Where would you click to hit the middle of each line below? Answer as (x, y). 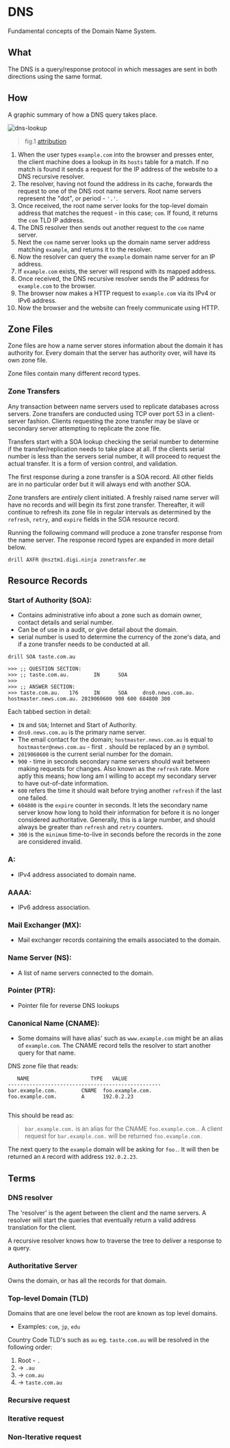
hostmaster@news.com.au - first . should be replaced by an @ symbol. (113, 747)
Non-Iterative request (44, 1437)
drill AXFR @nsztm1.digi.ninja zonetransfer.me (77, 560)
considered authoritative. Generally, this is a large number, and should (116, 820)
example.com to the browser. (57, 286)
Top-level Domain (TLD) (48, 1298)
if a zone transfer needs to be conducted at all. (84, 644)
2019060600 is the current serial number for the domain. (95, 754)
